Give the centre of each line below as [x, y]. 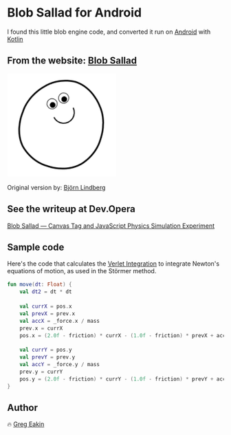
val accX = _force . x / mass [59, 321]
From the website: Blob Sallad [72, 61]
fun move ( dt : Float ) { [40, 285]
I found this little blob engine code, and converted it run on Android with [109, 32]
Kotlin [15, 39]
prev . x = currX [41, 328]
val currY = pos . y [46, 350]
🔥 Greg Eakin [26, 424]
